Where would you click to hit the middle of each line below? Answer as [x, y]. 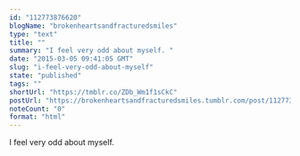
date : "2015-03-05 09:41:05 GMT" [71, 59]
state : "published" [46, 76]
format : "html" [37, 117]
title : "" [28, 42]
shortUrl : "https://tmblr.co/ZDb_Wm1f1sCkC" [93, 92]
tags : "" [25, 84]
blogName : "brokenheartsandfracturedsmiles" [93, 26]
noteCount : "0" [37, 109]
